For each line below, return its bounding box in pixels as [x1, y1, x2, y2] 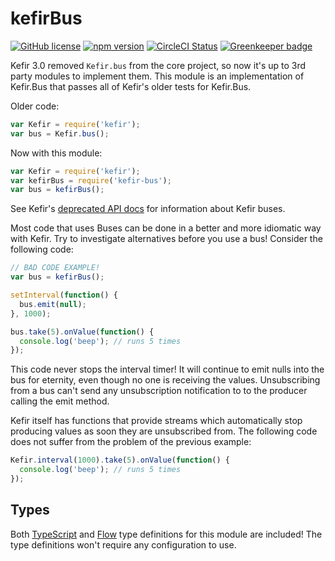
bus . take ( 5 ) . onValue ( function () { [10, 327, 155, 337]
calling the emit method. [10, 395, 110, 407]
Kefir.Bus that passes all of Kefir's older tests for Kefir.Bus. [10, 80, 252, 92]
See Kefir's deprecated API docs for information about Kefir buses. [10, 203, 286, 215]
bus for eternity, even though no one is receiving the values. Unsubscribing [10, 374, 321, 386]
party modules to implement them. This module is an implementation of [10, 70, 305, 82]
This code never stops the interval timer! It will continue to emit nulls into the [10, 363, 325, 376]
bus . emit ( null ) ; [19, 299, 87, 309]
